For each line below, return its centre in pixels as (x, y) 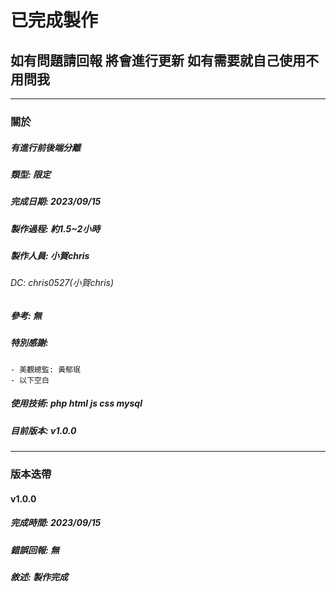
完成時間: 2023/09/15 (56, 523)
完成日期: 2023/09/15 (56, 202)
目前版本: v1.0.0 (43, 430)
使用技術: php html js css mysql (76, 403)
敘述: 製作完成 (39, 577)
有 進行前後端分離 (45, 147)
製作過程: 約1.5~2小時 (55, 228)
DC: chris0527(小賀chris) (62, 283)
